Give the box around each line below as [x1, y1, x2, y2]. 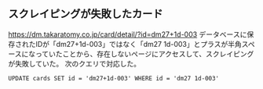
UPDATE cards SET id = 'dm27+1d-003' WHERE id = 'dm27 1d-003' [8, 74, 220, 82]
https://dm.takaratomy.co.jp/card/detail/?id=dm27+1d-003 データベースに [8, 30, 247, 39]
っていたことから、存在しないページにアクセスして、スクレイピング [35, 49, 254, 59]
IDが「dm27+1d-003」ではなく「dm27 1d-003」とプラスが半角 [35, 39, 242, 48]
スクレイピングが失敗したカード [8, 7, 163, 21]
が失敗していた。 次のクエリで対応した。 [8, 59, 141, 68]
